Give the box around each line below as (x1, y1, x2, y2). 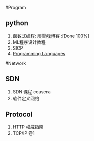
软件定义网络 (12, 95, 39, 101)
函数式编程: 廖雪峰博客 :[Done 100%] (12, 33, 89, 39)
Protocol (5, 110, 33, 119)
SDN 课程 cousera (12, 88, 51, 95)
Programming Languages (12, 50, 66, 56)
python (5, 19, 29, 27)
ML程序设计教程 (12, 39, 46, 45)
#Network (5, 60, 26, 66)
